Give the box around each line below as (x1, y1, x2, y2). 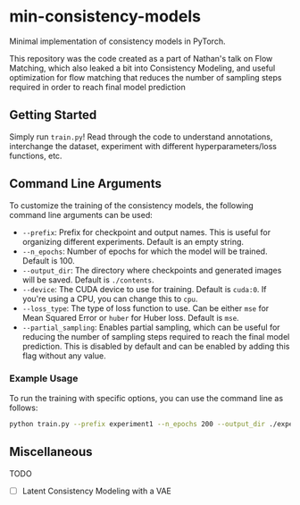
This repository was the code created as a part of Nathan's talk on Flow (9, 53, 273, 63)
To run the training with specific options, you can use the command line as (9, 392, 284, 403)
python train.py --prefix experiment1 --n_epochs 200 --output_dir (9, 419, 266, 428)
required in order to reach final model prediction (9, 81, 186, 92)
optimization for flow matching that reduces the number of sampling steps (9, 72, 282, 82)
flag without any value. (21, 350, 106, 361)
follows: (9, 402, 38, 413)
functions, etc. (9, 150, 62, 161)
